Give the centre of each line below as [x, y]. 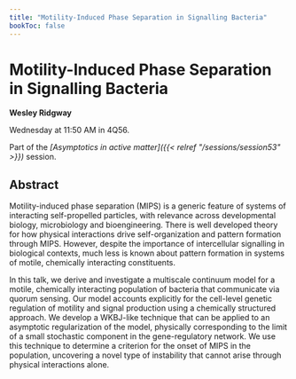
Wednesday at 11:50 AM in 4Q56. [70, 130]
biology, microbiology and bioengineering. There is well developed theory [144, 225]
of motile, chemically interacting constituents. [92, 263]
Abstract [34, 184]
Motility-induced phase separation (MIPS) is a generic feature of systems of [148, 206]
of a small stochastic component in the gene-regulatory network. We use [143, 336]
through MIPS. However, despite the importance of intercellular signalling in [147, 244]
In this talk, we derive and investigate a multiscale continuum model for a [142, 280]
